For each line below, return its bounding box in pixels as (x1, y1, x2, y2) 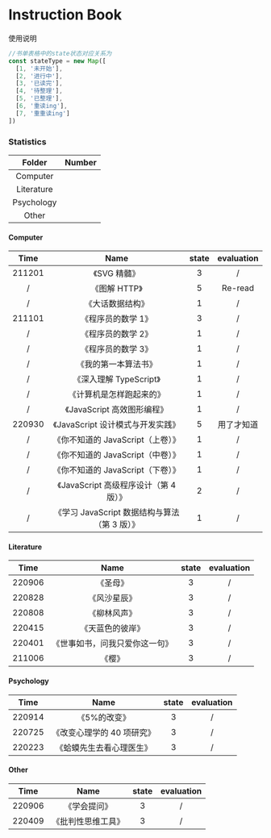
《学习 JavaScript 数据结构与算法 (53, 507, 180, 518)
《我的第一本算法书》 (76, 359, 157, 370)
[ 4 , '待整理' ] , (15, 87, 63, 95)
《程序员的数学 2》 (80, 328, 153, 340)
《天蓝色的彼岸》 (80, 623, 145, 634)
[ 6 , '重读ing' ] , (15, 102, 68, 110)
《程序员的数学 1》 (80, 313, 153, 324)
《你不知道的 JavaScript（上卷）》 (52, 434, 181, 445)
